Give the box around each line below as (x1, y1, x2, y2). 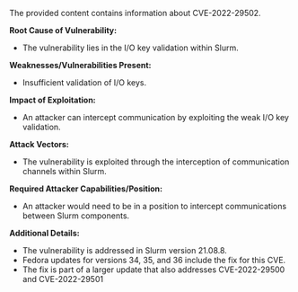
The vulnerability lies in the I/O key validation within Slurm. (22, 42, 240, 53)
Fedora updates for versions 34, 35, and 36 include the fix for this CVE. (22, 255, 286, 265)
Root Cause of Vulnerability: (9, 25, 118, 35)
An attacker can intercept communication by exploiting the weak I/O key (22, 112, 290, 122)
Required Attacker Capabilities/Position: (9, 183, 163, 194)
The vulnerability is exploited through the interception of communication (22, 156, 290, 167)
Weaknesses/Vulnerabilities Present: (9, 60, 152, 70)
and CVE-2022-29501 (22, 274, 104, 284)
